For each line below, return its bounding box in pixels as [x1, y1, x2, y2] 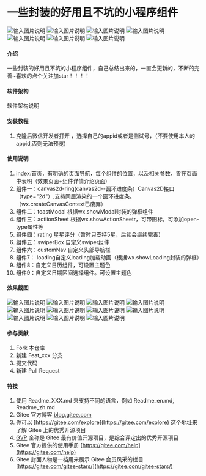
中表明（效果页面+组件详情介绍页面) [15, 177, 108, 184]
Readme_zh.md [15, 404, 56, 411]
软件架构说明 [7, 102, 39, 110]
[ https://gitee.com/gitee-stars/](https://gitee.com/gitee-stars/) [15, 463, 173, 470]
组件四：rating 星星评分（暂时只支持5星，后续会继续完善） [15, 231, 164, 238]
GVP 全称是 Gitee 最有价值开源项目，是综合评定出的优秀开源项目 [15, 434, 179, 441]
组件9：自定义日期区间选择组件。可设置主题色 [15, 269, 132, 276]
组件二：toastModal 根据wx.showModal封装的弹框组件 [15, 207, 153, 215]
